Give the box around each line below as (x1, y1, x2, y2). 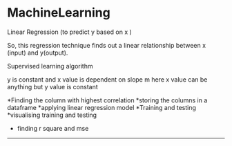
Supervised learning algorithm (7, 62, 93, 70)
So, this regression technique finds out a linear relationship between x (7, 41, 206, 49)
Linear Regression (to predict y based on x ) (7, 28, 133, 36)
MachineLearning (7, 5, 110, 21)
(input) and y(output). (7, 48, 68, 57)
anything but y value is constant (7, 82, 98, 91)
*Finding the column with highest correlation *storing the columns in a (7, 95, 208, 104)
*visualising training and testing (7, 111, 97, 119)
